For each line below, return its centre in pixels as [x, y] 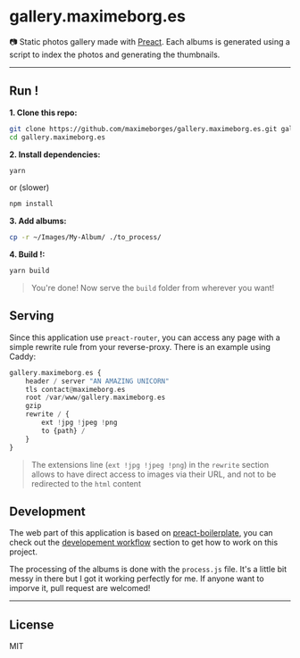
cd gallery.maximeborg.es [57, 137]
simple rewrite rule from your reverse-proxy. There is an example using [140, 346]
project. [24, 552]
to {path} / [64, 430]
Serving [32, 316]
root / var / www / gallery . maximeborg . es [96, 398]
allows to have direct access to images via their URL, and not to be [154, 474]
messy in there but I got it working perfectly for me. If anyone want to [137, 579]
